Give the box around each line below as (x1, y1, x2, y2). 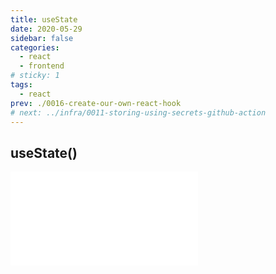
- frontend (19, 61, 65, 71)
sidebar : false (10, 33, 74, 43)
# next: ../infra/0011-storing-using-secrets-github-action (10, 107, 267, 118)
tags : (10, 80, 33, 90)
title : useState (10, 14, 78, 25)
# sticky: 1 (10, 71, 60, 81)
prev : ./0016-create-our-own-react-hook (10, 98, 182, 108)
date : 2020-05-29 (10, 24, 83, 34)
